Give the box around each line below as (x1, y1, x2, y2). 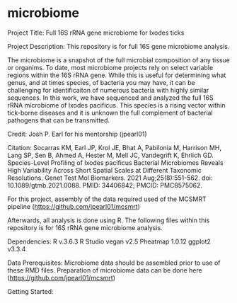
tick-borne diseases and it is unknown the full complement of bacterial (7, 108, 214, 117)
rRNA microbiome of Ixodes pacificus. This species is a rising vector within (7, 101, 226, 109)
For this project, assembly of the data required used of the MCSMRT (7, 195, 207, 203)
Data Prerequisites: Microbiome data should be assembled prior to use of (7, 258, 221, 267)
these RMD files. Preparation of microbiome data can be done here (7, 265, 203, 274)
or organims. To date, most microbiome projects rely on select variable (7, 63, 214, 72)
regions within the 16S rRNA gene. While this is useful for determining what (7, 71, 226, 79)
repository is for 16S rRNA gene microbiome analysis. (7, 223, 163, 231)
